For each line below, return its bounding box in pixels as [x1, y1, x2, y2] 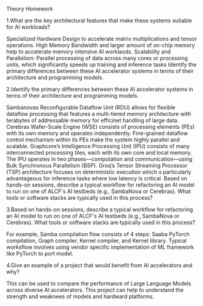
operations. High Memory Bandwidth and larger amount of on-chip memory [6, 42, 195, 49]
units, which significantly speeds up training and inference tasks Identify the [6, 61, 197, 68]
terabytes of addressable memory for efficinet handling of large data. [6, 117, 179, 124]
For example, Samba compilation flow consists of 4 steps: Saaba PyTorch [6, 231, 190, 237]
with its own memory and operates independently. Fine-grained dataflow [6, 130, 188, 137]
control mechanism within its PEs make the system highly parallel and [6, 136, 180, 143]
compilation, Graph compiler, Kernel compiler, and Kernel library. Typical [6, 237, 187, 244]
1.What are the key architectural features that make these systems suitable [6, 17, 192, 24]
